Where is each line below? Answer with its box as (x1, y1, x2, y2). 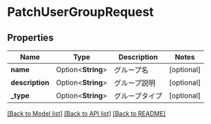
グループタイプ (113, 91, 163, 100)
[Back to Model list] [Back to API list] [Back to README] (7, 109, 166, 118)
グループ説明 (113, 78, 156, 87)
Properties (7, 32, 54, 44)
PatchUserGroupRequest (7, 4, 154, 20)
